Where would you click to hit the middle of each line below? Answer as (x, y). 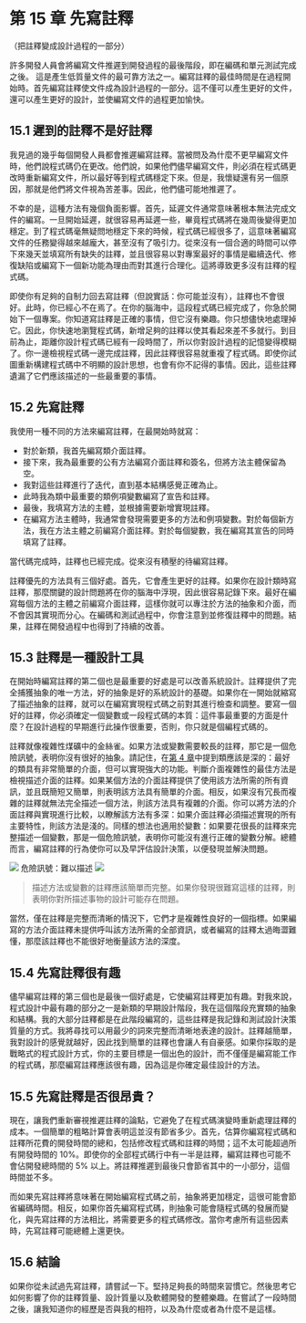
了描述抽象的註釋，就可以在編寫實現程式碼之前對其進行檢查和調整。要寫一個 (153, 704)
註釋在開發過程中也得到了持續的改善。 (97, 626)
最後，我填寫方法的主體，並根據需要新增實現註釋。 (118, 507)
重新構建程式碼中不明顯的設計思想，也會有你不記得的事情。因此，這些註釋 (157, 364)
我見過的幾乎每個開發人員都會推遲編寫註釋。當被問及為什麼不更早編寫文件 (149, 154)
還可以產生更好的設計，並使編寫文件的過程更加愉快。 (109, 99)
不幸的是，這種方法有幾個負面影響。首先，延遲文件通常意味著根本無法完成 (149, 208)
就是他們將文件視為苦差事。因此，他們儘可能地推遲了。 (137, 189)
